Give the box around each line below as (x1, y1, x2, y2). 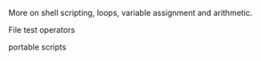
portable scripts (8, 42, 67, 52)
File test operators (8, 25, 76, 34)
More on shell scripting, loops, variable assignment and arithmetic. (8, 8, 253, 18)
